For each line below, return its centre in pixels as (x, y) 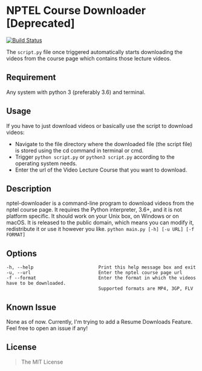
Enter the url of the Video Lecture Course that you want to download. (101, 170)
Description (29, 189)
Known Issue (31, 307)
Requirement (31, 77)
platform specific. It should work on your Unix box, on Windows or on (93, 216)
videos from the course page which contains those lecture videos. (89, 58)
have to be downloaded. (36, 283)
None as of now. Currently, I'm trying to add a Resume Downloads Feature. (99, 322)
